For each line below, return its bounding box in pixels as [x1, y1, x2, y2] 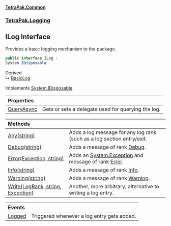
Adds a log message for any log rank [69, 129, 157, 136]
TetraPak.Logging [5, 17, 51, 24]
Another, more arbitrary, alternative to [69, 183, 159, 190]
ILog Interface [5, 32, 51, 41]
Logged [8, 213, 26, 220]
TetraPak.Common [5, 4, 46, 10]
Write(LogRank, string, [8, 183, 62, 190]
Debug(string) [8, 144, 42, 151]
